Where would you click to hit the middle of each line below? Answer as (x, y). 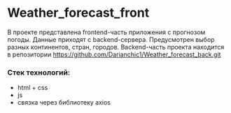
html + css (33, 88)
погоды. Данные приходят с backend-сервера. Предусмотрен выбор (111, 39)
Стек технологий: (39, 73)
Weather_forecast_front (78, 13)
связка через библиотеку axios (64, 103)
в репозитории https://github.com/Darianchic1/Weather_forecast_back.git (114, 54)
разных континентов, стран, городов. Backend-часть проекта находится (116, 47)
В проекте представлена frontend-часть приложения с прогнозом (106, 32)
